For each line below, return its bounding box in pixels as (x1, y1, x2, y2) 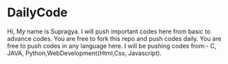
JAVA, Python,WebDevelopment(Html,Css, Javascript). (7, 49, 162, 57)
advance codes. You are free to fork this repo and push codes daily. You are (7, 34, 222, 42)
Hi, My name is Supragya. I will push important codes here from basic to (7, 27, 211, 35)
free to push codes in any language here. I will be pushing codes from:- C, (7, 42, 217, 50)
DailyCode (7, 5, 68, 20)
